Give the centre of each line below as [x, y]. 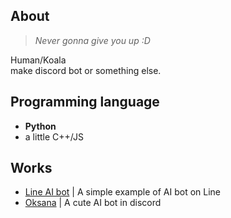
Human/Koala [38, 60]
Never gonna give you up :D [92, 40]
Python [40, 126]
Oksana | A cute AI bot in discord [93, 203]
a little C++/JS [54, 136]
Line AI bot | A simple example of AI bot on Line [122, 192]
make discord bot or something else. [86, 70]
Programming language [85, 102]
